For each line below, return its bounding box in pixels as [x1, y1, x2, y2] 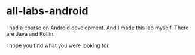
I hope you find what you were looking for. [6, 42, 111, 49]
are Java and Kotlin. [6, 30, 55, 37]
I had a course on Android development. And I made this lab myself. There [6, 24, 190, 31]
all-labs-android [6, 4, 89, 18]
